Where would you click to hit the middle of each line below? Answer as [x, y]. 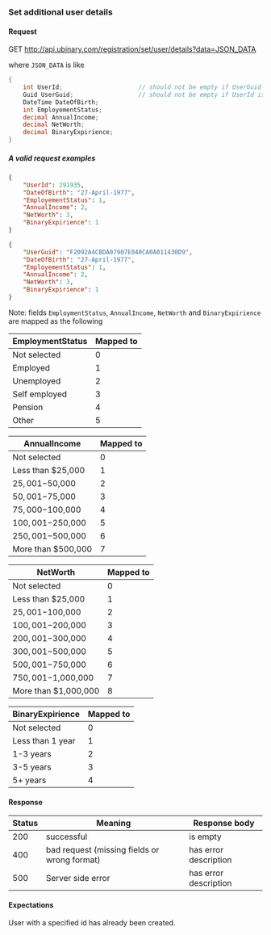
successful [67, 836]
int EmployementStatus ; [63, 110]
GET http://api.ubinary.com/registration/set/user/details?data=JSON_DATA [132, 49]
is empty [205, 836]
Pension [28, 407]
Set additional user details [60, 12]
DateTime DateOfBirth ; [61, 102]
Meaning [114, 824]
